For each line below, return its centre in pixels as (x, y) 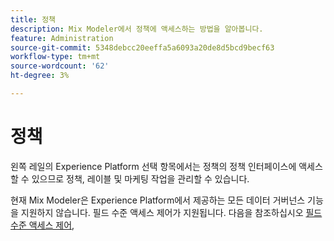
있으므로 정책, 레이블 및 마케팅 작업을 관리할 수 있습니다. (140, 178)
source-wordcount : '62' (60, 66)
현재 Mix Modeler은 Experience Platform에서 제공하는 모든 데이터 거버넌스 (158, 200)
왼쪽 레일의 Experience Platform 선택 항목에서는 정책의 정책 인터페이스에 (153, 166)
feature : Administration (62, 38)
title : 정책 (33, 19)
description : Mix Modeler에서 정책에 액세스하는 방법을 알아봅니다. (137, 29)
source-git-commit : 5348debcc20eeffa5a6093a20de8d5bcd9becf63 (142, 47)
